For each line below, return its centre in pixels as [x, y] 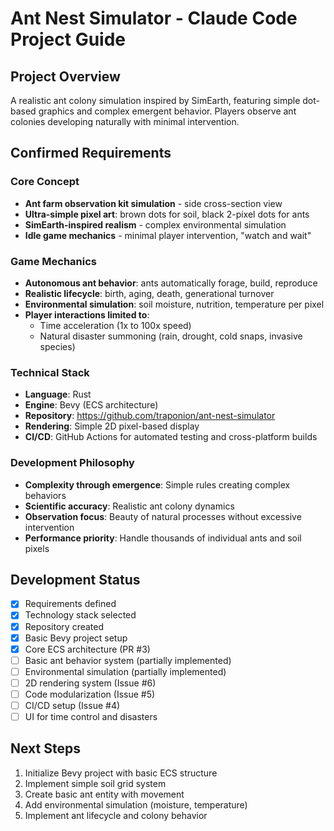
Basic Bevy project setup [76, 638]
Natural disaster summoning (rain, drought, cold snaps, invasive [171, 336]
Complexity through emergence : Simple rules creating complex [157, 484]
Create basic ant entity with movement [104, 794]
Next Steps [45, 748]
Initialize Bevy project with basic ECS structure [121, 773]
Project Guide [68, 39]
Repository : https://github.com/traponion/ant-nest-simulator [150, 416]
